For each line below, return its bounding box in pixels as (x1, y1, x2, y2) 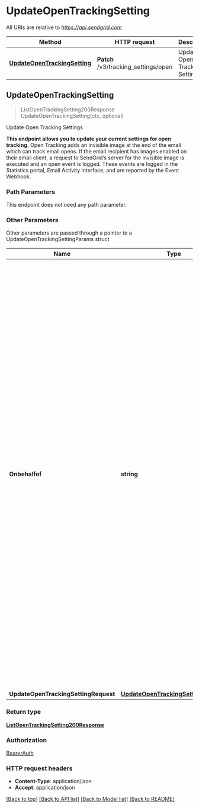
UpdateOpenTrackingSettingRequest (9, 690, 115, 698)
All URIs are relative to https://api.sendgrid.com (6, 24, 122, 31)
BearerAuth (6, 749, 34, 756)
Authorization (6, 736, 47, 744)
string (120, 470, 138, 478)
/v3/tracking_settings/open (97, 62, 173, 70)
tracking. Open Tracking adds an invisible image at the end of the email (6, 141, 181, 149)
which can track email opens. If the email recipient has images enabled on (6, 148, 187, 155)
